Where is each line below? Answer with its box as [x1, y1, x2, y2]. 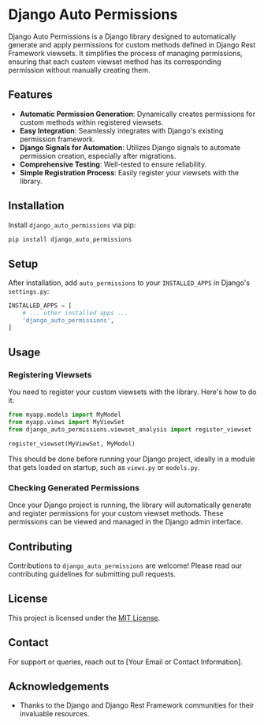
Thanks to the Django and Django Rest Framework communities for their [19, 701, 255, 710]
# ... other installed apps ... [22, 310, 128, 317]
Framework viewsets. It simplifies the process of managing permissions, [8, 48, 243, 58]
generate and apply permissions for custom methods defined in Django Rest [8, 39, 256, 49]
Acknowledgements [8, 680, 110, 693]
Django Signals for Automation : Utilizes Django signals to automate [19, 142, 241, 152]
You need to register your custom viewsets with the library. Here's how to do [8, 387, 257, 396]
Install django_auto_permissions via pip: [8, 220, 136, 230]
